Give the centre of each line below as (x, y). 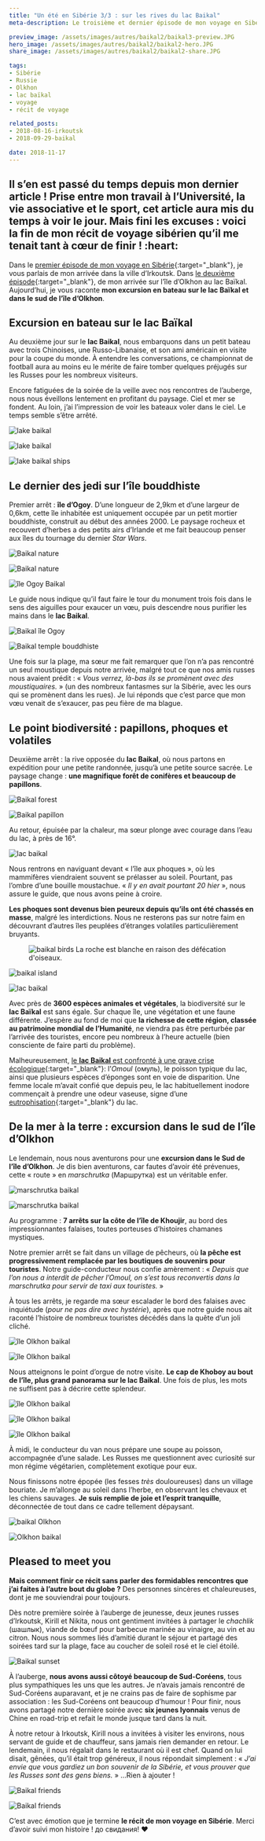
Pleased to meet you (60, 1562)
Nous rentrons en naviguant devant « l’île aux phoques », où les (112, 869)
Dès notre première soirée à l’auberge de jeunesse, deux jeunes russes (124, 1612)
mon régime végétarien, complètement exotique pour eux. (103, 1466)
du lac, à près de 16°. (43, 838)
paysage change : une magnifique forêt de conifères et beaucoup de (123, 776)
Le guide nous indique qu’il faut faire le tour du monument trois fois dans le (131, 599)
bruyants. (24, 934)
